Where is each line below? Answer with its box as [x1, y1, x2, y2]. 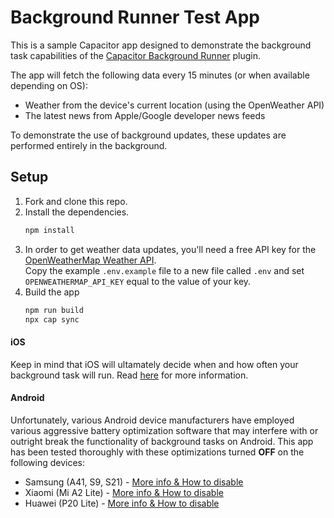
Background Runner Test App [10, 6, 260, 29]
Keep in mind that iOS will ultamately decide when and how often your [10, 358, 299, 370]
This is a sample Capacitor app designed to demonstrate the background [10, 39, 312, 51]
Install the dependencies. [24, 206, 130, 218]
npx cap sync [24, 314, 80, 325]
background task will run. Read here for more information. [10, 369, 249, 381]
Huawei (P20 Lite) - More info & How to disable [24, 497, 220, 509]
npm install [24, 225, 75, 235]
